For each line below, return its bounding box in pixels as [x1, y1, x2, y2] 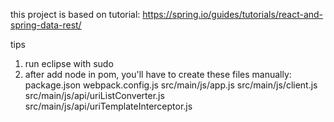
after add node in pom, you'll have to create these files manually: [24, 69, 292, 80]
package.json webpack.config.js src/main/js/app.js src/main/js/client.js [24, 79, 318, 91]
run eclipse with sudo [24, 58, 114, 69]
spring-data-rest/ [10, 19, 82, 31]
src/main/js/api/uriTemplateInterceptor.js [24, 100, 193, 112]
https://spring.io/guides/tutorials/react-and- [142, 9, 324, 20]
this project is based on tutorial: [10, 9, 141, 20]
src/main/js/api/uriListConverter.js [24, 90, 165, 101]
